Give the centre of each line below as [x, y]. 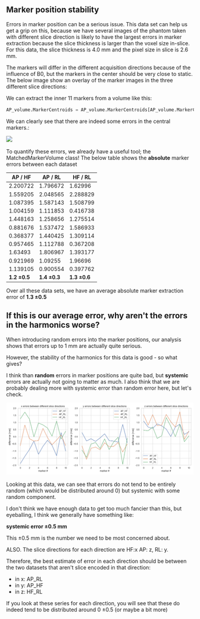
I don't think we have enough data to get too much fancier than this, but [94, 508]
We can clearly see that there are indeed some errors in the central [88, 121]
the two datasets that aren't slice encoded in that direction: [78, 567]
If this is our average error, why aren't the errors [97, 316]
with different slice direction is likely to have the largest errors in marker [94, 37]
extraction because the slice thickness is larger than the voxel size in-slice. [98, 43]
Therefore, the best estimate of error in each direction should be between [96, 561]
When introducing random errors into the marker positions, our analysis [94, 339]
